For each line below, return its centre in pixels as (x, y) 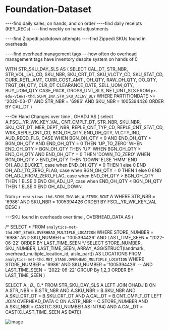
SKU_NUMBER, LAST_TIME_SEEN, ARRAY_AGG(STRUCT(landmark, (75, 248)
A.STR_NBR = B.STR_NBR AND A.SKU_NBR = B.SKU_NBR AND (70, 290)
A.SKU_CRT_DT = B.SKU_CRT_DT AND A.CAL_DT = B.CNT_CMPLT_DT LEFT (84, 296)
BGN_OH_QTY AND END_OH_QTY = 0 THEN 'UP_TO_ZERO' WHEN (74, 143)
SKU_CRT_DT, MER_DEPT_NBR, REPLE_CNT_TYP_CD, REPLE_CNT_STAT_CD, (84, 127)
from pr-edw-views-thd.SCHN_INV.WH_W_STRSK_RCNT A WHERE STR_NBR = (80, 196)
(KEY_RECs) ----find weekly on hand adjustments (57, 28)
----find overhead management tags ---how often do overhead (71, 54)
